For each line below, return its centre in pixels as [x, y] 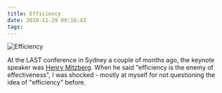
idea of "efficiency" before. [47, 83]
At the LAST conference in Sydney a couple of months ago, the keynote [111, 60]
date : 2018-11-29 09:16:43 [47, 20]
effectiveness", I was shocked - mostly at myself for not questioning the [111, 75]
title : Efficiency [34, 14]
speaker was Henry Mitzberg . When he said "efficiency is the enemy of [111, 68]
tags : [15, 27]
